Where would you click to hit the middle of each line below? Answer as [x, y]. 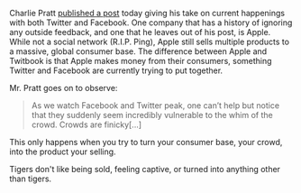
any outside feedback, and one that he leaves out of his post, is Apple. [140, 32]
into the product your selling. [63, 152]
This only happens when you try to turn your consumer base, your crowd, [146, 142]
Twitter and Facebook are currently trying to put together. [116, 70]
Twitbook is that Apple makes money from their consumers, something [141, 61]
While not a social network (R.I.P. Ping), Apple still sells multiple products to [150, 41]
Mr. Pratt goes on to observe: [64, 88]
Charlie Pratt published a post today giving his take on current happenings [147, 13]
